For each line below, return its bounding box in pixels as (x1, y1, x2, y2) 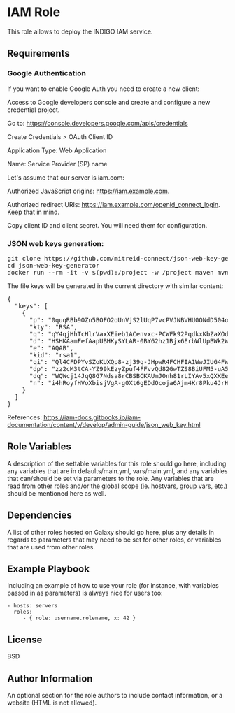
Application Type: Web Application (7, 146, 107, 154)
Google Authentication (7, 69, 86, 78)
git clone (7, 254, 41, 262)
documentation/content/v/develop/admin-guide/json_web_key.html (7, 420, 201, 428)
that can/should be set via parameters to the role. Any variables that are (7, 474, 215, 482)
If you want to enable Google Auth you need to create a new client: (7, 85, 200, 93)
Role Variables (7, 441, 71, 453)
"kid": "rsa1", (29, 351, 82, 359)
